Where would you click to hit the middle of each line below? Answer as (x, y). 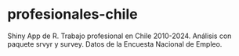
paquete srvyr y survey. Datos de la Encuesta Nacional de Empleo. (115, 44)
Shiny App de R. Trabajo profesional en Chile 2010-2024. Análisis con (119, 36)
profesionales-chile (72, 14)
